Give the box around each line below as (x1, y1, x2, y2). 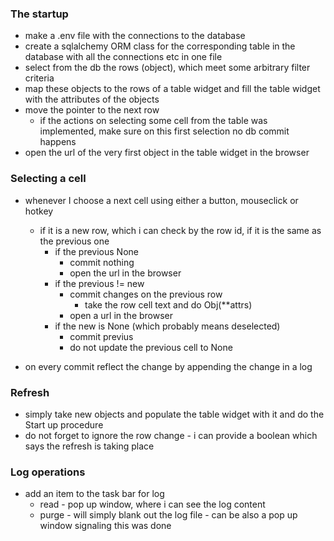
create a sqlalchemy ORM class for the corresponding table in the (24, 40, 296, 52)
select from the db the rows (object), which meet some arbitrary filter (24, 62, 311, 74)
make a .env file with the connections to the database (24, 30, 246, 42)
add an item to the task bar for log (24, 488, 165, 500)
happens (39, 136, 77, 148)
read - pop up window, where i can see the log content (39, 498, 266, 511)
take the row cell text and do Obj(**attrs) (84, 298, 253, 311)
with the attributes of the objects (24, 93, 160, 106)
